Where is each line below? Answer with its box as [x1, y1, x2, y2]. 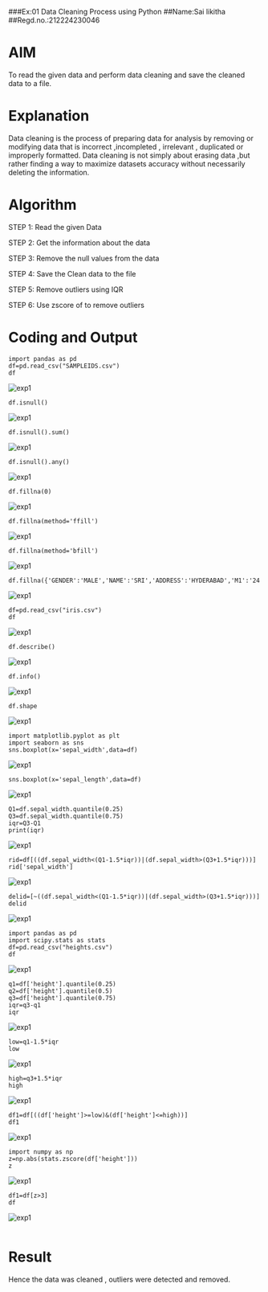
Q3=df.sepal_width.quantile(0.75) [8, 812, 124, 820]
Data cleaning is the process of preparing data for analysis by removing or [8, 133, 254, 143]
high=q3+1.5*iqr [8, 1074, 63, 1082]
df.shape [8, 702, 38, 710]
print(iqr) [8, 826, 45, 835]
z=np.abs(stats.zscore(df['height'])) [8, 1155, 138, 1163]
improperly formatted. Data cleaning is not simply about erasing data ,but [8, 150, 250, 160]
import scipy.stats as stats [8, 936, 106, 944]
